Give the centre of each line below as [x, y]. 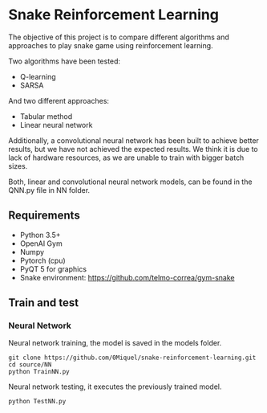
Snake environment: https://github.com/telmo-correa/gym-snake [127, 277]
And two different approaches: [59, 100]
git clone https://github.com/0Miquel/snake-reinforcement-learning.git [132, 358]
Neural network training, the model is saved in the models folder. [115, 343]
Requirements [44, 216]
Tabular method [46, 116]
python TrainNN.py [39, 372]
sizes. [18, 166]
